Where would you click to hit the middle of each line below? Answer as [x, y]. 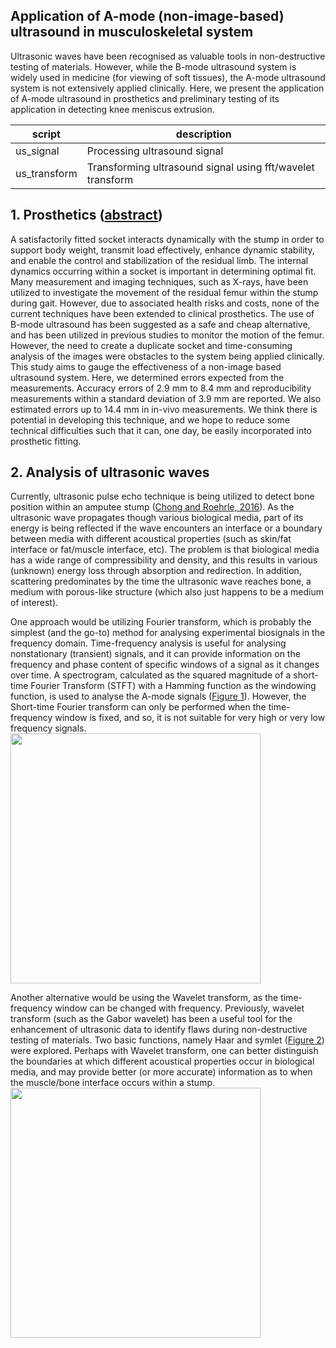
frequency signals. [48, 728]
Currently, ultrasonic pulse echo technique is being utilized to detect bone [162, 496]
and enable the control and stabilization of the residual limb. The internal [159, 260]
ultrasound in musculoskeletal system [132, 32]
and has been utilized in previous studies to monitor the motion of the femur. [167, 335]
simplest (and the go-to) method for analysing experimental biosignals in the [168, 633]
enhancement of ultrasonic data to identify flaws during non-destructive [159, 1030]
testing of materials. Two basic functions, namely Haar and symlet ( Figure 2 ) [167, 1040]
